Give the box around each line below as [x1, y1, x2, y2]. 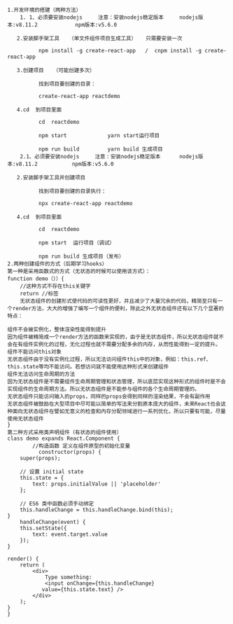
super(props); [20, 455, 61, 462]
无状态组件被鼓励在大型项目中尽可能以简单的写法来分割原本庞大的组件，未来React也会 [7, 401, 221, 408]
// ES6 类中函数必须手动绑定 [20, 500, 94, 507]
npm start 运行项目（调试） [38, 240, 115, 247]
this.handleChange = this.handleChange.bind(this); [20, 506, 174, 513]
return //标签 [20, 290, 59, 297]
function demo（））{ [7, 275, 64, 282]
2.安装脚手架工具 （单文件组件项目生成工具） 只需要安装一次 [16, 35, 183, 42]
